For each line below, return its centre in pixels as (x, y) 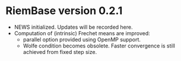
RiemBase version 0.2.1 (64, 11)
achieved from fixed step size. (60, 52)
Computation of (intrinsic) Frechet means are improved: (82, 33)
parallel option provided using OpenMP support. (82, 39)
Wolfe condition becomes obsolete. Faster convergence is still (99, 46)
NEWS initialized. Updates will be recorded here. (73, 27)
